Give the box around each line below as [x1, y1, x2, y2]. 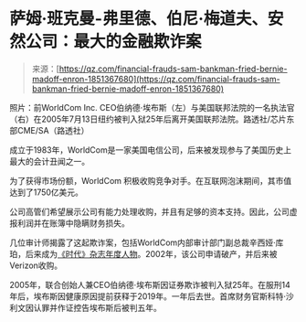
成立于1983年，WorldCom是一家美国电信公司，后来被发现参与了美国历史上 [9, 144, 292, 156]
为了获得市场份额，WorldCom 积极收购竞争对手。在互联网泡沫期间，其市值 [9, 175, 292, 186]
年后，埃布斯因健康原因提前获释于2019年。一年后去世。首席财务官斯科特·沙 [9, 290, 294, 302]
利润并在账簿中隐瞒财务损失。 [16, 217, 130, 229]
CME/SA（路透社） [16, 124, 90, 135]
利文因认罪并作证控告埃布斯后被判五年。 [9, 302, 162, 313]
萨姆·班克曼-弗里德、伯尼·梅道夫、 [9, 8, 268, 29]
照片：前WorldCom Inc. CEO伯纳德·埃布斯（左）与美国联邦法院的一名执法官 [9, 102, 295, 113]
